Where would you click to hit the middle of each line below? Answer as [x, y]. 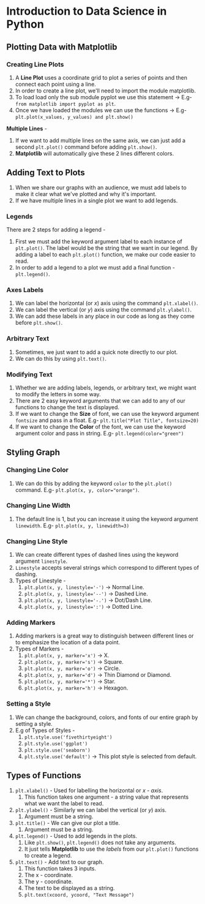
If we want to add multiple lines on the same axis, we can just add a [100, 140]
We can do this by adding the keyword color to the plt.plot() [94, 483]
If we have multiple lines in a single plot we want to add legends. [96, 200]
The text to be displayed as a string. [69, 888]
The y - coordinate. [49, 881]
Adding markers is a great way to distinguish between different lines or [104, 636]
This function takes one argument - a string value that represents [106, 797]
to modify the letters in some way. [58, 394]
